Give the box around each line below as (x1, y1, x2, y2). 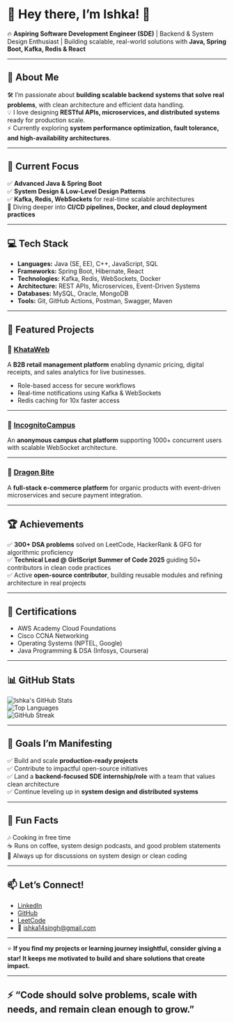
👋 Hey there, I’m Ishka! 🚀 (7, 6, 151, 22)
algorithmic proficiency (7, 548, 74, 557)
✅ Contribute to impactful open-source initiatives (7, 764, 148, 773)
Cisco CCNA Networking (17, 632, 89, 640)
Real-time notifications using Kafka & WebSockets (17, 389, 162, 397)
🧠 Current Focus (7, 161, 79, 173)
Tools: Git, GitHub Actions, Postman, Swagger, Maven (17, 297, 173, 305)
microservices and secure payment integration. (7, 490, 143, 499)
